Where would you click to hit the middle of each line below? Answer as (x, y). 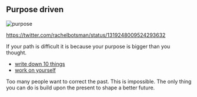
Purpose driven (35, 10)
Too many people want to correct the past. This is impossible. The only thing (99, 81)
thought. (16, 53)
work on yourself (35, 70)
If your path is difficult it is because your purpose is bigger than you (88, 46)
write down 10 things (40, 64)
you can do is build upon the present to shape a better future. (81, 88)
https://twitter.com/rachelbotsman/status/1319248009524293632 (86, 35)
